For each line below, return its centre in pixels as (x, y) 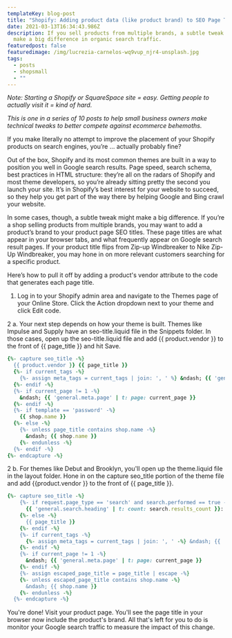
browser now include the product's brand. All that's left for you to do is (108, 620)
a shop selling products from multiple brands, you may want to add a (105, 225)
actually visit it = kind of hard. (50, 105)
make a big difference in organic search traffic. (88, 39)
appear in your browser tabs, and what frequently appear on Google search (115, 240)
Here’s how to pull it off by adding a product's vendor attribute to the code (113, 275)
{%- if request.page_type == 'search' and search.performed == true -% (125, 503)
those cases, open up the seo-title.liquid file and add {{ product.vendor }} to (115, 339)
